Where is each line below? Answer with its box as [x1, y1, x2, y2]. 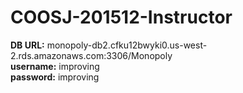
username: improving [10, 60, 100, 72]
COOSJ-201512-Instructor [10, 6, 233, 29]
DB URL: [10, 39, 45, 51]
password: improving [10, 71, 100, 83]
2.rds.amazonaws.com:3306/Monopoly [10, 49, 173, 61]
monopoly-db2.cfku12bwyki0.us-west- [46, 39, 208, 51]
